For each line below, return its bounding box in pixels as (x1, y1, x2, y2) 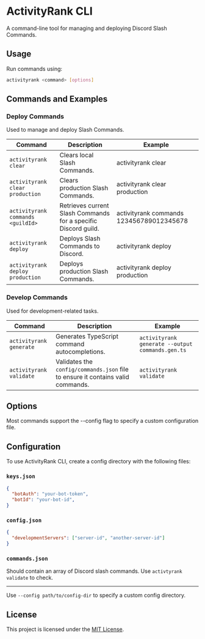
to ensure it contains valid (56, 372, 129, 381)
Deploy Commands (6, 112, 64, 121)
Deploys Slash (59, 234, 101, 243)
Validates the (56, 357, 93, 365)
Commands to (59, 242, 100, 250)
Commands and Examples (6, 94, 108, 105)
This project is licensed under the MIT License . (6, 626, 124, 633)
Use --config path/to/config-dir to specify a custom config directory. (6, 592, 186, 599)
